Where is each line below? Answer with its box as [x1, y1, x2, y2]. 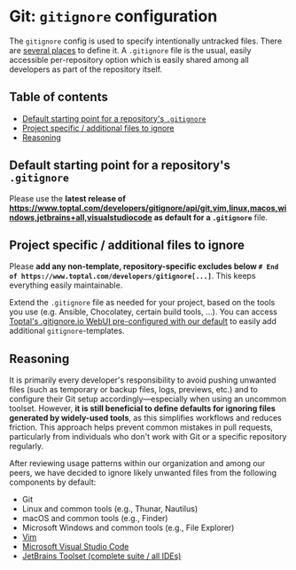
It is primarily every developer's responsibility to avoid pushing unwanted [9, 375, 277, 385]
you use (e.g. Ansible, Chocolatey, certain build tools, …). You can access [9, 306, 277, 317]
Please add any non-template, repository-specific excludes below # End [9, 261, 279, 272]
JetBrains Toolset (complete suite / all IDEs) [21, 550, 182, 561]
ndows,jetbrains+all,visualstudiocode [9, 211, 152, 223]
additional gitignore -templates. [9, 326, 125, 336]
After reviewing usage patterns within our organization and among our [9, 458, 266, 469]
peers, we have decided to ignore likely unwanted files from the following [9, 468, 277, 479]
